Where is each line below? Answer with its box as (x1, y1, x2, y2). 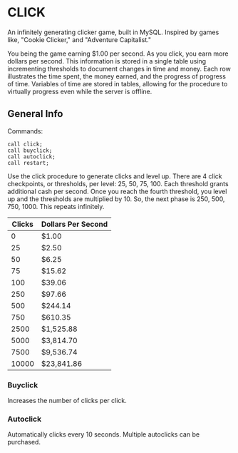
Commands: (7, 126, 43, 136)
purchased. (7, 438, 41, 447)
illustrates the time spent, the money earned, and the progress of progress (7, 72, 227, 81)
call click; (7, 141, 43, 148)
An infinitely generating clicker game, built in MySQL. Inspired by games (7, 28, 219, 36)
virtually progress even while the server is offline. (7, 87, 152, 96)
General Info (7, 108, 63, 120)
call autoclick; (7, 153, 56, 161)
